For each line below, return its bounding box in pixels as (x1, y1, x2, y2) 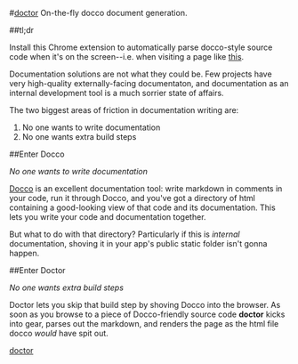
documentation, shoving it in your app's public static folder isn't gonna (9, 239, 268, 248)
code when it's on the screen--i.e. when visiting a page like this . (9, 52, 245, 61)
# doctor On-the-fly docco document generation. (9, 8, 188, 18)
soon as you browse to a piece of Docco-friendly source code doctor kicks (9, 309, 286, 320)
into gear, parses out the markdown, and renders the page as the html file (9, 319, 279, 328)
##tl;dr (9, 25, 34, 35)
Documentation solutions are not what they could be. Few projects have (9, 69, 273, 79)
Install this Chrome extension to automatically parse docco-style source (9, 42, 273, 53)
